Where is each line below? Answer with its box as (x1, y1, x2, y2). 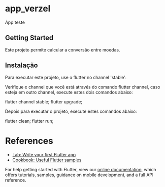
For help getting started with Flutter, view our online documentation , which (5, 166, 157, 172)
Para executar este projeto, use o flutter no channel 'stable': (5, 74, 127, 80)
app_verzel (5, 3, 51, 14)
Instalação (5, 61, 38, 70)
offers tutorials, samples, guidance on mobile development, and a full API (5, 172, 154, 178)
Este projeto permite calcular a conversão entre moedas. (5, 47, 120, 52)
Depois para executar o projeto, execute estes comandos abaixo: (5, 108, 137, 114)
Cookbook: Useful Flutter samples (12, 157, 82, 163)
